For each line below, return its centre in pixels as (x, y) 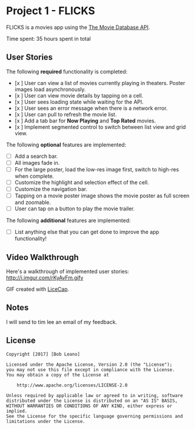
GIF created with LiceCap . (38, 289)
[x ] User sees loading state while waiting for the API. (79, 102)
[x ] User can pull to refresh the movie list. (65, 114)
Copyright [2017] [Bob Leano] (43, 354)
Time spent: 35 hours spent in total (49, 38)
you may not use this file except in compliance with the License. (91, 370)
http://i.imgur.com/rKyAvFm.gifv (45, 278)
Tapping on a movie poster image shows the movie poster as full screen (102, 196)
